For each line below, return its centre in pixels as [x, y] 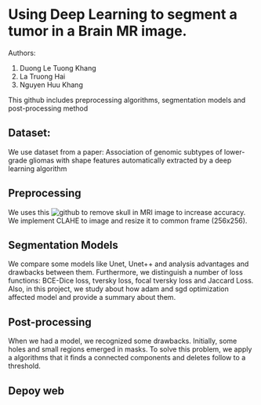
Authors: [22, 53]
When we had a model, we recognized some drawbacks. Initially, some [123, 341]
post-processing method [48, 108]
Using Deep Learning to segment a [123, 15]
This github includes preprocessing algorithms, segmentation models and [127, 100]
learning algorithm [38, 168]
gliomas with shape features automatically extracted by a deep [130, 160]
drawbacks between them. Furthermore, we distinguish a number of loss [125, 272]
